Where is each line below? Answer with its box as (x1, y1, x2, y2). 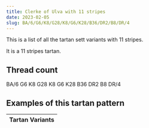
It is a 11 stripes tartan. (6, 48, 61, 55)
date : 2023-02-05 (6, 14, 50, 20)
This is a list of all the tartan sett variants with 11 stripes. (6, 36, 144, 43)
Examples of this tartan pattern (6, 98, 124, 108)
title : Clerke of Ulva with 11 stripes (6, 8, 106, 15)
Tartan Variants (9, 115, 55, 124)
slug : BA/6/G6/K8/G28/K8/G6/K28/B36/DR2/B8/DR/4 (6, 20, 130, 26)
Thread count (6, 65, 58, 75)
